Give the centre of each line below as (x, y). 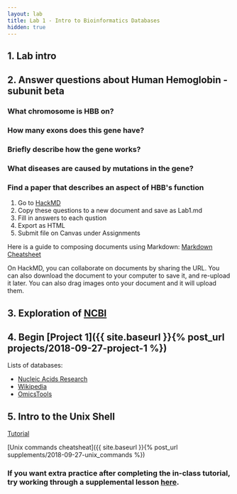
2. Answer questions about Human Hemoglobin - (118, 80)
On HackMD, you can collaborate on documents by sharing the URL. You (114, 268)
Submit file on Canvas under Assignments (79, 233)
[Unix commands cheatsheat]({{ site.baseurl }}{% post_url (93, 447)
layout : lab (25, 14)
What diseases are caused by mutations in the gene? (100, 168)
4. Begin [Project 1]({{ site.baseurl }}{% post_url (116, 337)
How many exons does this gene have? (76, 130)
